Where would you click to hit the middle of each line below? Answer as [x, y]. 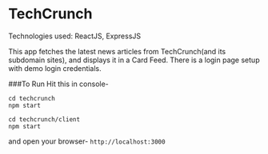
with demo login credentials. [55, 68]
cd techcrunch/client [44, 119]
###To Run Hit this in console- [59, 84]
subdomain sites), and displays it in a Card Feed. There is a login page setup [134, 60]
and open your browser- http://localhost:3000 [87, 141]
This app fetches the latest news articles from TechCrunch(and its [117, 51]
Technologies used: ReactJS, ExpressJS [75, 36]
